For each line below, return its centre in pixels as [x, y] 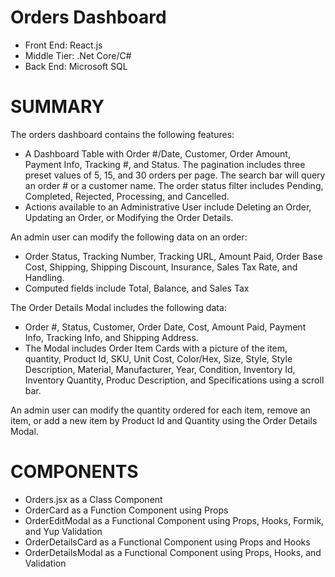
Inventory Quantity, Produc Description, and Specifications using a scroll [174, 380]
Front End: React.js [63, 45]
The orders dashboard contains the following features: [122, 134]
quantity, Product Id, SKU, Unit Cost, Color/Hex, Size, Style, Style [158, 358]
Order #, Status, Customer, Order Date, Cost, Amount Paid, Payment [165, 327]
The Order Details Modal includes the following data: [118, 307]
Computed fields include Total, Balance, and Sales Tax [137, 288]
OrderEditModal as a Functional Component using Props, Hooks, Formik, [174, 520]
